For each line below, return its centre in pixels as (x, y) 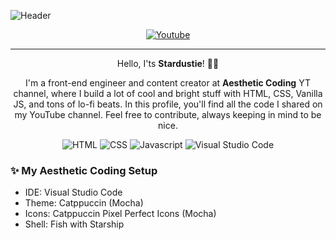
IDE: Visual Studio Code (73, 192)
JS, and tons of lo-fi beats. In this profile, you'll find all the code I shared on (168, 104)
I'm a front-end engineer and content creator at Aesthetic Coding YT (168, 83)
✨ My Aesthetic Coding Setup (84, 170)
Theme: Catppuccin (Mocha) (84, 203)
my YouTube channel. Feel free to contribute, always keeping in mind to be (168, 114)
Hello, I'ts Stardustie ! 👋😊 (168, 63)
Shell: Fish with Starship (74, 224)
